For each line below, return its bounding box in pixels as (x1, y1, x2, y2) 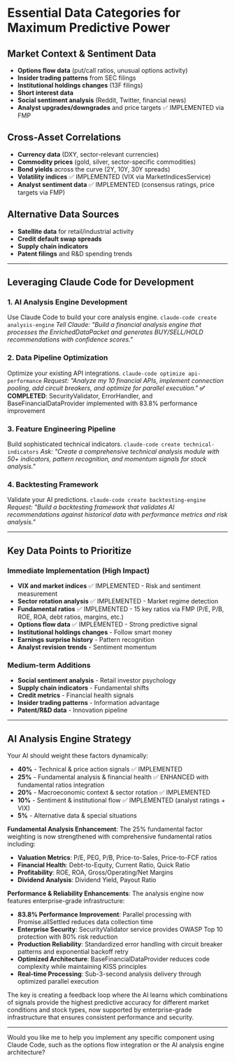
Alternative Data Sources (7, 209, 120, 221)
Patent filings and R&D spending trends (17, 249, 133, 258)
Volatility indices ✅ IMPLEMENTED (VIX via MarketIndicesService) (17, 172, 211, 181)
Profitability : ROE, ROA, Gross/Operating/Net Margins (17, 868, 173, 876)
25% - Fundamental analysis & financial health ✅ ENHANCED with (17, 773, 208, 781)
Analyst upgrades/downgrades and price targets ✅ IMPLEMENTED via (17, 104, 225, 111)
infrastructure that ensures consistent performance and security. (7, 1013, 194, 1021)
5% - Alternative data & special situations (17, 811, 138, 820)
